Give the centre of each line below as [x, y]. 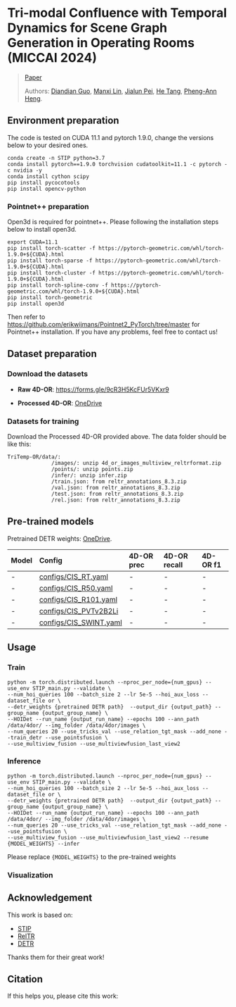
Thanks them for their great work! [56, 957]
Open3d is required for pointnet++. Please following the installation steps [113, 222]
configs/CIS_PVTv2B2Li [79, 611]
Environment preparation [63, 121]
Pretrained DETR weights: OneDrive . [60, 538]
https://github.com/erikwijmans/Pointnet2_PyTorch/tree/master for [104, 325]
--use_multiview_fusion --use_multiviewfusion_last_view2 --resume [108, 837]
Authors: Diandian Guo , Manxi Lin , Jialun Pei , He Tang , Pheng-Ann [120, 91]
